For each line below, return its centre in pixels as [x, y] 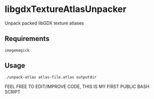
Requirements [27, 39]
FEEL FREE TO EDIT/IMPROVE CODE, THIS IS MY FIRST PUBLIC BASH [77, 86]
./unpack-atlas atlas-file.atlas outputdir [51, 77]
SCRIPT [12, 91]
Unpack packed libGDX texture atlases [44, 23]
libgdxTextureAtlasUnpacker [66, 9]
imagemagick [17, 50]
